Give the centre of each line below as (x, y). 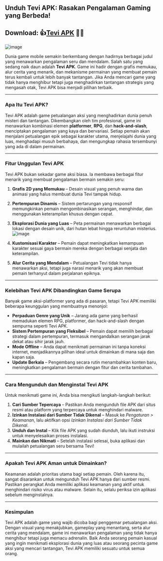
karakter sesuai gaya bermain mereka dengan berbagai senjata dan (79, 248)
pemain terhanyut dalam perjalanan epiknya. (56, 273)
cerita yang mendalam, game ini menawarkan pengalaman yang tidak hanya (81, 533)
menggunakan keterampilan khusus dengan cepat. (63, 213)
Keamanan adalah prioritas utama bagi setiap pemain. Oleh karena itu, (75, 474)
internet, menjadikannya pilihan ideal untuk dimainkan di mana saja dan (83, 352)
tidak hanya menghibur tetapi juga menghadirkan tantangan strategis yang (80, 82)
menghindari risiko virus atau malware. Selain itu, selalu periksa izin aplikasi (81, 489)
